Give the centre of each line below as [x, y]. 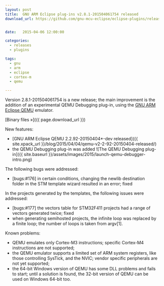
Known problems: [23, 233]
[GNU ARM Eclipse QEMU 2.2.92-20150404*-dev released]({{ [75, 139]
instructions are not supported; [43, 248]
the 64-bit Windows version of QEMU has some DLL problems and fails [84, 269]
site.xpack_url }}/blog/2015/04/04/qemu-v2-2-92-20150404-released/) [84, 144]
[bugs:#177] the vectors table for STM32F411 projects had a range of [81, 208]
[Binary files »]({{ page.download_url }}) [45, 120]
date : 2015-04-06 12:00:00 [35, 32]
